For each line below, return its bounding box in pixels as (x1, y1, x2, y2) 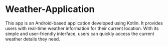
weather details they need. (5, 36, 60, 42)
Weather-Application (5, 3, 95, 15)
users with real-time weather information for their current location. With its (5, 25, 159, 31)
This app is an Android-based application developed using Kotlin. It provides (5, 20, 163, 26)
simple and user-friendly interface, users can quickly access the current (5, 30, 154, 36)
